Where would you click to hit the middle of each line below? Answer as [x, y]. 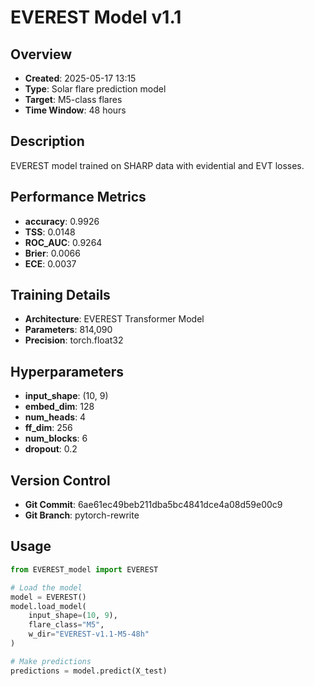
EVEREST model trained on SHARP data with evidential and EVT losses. [157, 165]
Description [47, 141]
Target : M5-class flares [73, 99]
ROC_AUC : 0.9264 [63, 242]
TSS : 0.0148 [50, 232]
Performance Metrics [78, 197]
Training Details [60, 295]
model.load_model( [48, 606]
